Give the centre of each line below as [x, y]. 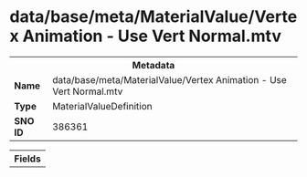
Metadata [153, 65]
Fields [27, 159]
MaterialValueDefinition [102, 106]
